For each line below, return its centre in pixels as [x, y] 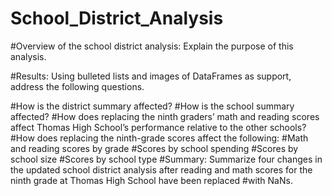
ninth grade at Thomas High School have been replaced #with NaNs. [151, 180]
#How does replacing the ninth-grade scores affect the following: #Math [159, 138]
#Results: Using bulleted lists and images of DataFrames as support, [151, 76]
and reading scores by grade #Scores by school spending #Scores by [154, 148]
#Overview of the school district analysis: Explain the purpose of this [152, 46]
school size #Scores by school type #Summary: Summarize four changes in [166, 159]
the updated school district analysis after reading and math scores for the [161, 169]
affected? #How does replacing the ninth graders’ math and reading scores [165, 116]
